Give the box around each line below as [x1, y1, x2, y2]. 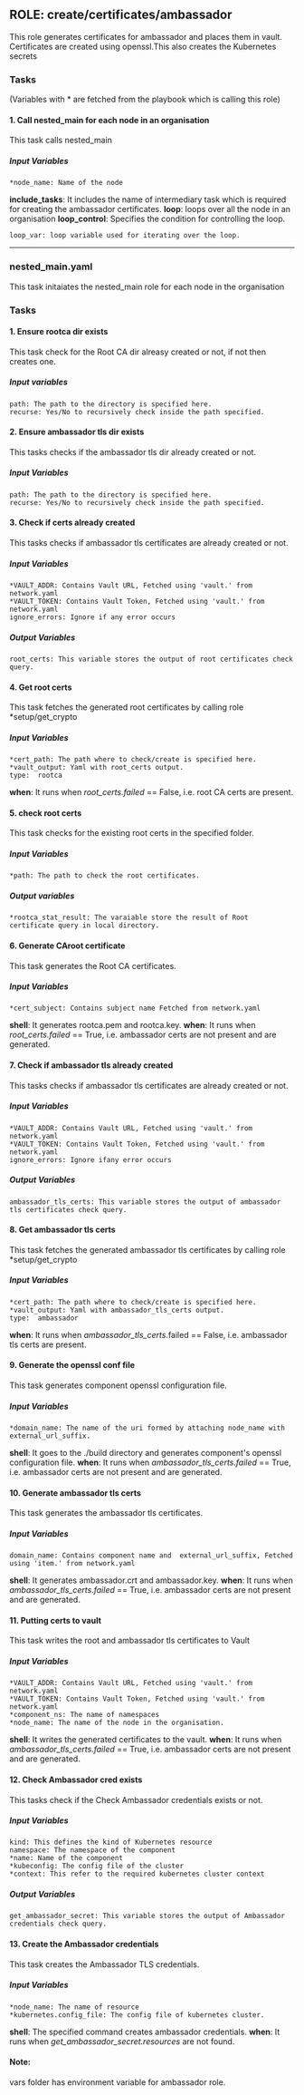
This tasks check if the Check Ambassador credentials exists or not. [9, 1794, 263, 1805]
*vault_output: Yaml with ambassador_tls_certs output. [9, 1305, 224, 1314]
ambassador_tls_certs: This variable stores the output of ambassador [9, 1197, 281, 1207]
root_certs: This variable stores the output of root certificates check [9, 655, 294, 664]
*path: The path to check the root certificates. [9, 871, 201, 880]
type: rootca [9, 771, 63, 781]
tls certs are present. [9, 1339, 87, 1350]
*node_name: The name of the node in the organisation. [9, 1718, 224, 1728]
